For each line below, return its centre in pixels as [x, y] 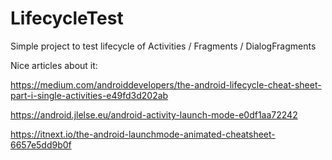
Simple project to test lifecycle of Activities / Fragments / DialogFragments [163, 46]
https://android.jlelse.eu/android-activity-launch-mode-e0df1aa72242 [154, 114]
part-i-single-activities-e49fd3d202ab [89, 95]
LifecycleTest [67, 18]
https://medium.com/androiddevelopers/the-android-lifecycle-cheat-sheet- [166, 84]
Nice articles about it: [54, 65]
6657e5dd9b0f [41, 144]
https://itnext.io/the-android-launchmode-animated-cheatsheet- [143, 134]
